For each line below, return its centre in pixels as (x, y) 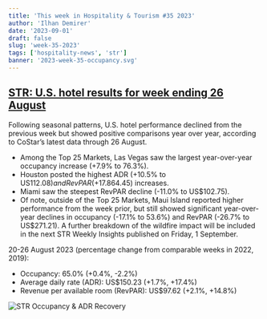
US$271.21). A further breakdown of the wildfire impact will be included (138, 225)
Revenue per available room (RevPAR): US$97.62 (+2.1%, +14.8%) (128, 290)
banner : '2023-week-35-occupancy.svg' (73, 61)
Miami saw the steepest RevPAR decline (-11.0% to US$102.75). (125, 191)
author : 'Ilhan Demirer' (50, 23)
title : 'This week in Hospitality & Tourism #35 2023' (102, 16)
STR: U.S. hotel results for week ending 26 (116, 93)
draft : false (30, 38)
